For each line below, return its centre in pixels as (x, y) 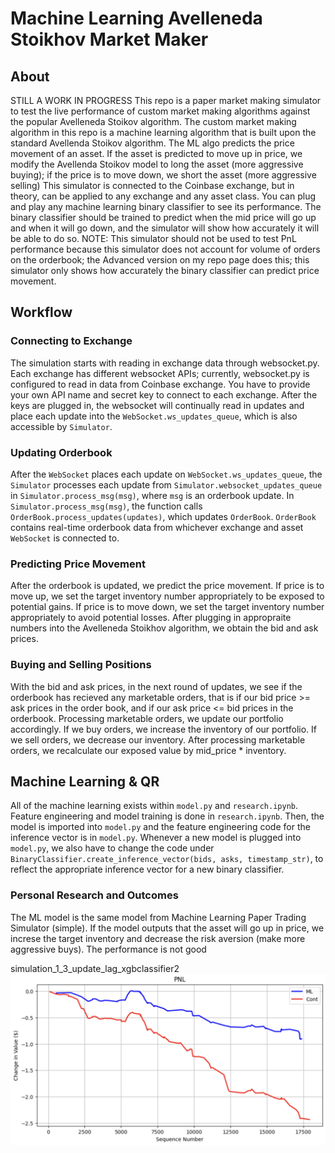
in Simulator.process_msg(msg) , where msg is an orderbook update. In (152, 495)
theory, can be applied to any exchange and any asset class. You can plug (163, 196)
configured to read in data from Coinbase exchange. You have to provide (160, 384)
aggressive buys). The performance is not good (108, 949)
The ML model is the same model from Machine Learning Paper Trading (158, 917)
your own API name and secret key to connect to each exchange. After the (164, 394)
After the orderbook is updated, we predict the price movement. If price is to (167, 586)
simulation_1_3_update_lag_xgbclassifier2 (95, 968)
